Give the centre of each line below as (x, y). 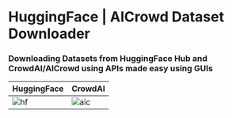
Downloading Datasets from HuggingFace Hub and (108, 59)
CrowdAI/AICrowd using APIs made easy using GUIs (111, 69)
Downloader (49, 34)
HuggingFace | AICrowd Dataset (116, 17)
